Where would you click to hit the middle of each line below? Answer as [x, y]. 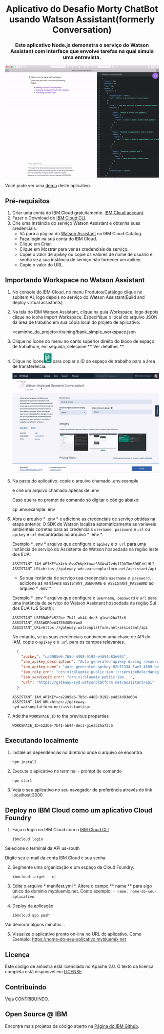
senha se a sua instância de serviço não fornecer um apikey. [80, 259]
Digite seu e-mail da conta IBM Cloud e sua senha [55, 858]
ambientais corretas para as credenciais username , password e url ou [81, 529]
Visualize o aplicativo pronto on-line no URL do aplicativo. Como [77, 934]
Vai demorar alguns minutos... [35, 925]
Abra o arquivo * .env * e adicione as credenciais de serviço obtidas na [84, 519]
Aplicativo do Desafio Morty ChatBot [82, 9]
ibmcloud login [28, 839]
